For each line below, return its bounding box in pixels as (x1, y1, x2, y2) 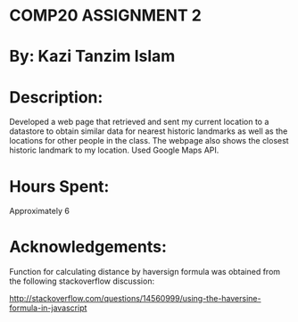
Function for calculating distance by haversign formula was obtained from (9, 267, 281, 277)
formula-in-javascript (9, 302, 87, 313)
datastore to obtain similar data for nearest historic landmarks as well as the (9, 126, 288, 136)
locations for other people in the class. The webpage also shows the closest (9, 136, 289, 146)
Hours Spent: (9, 176, 110, 196)
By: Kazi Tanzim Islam (9, 46, 176, 67)
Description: (9, 87, 103, 107)
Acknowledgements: (9, 237, 168, 257)
